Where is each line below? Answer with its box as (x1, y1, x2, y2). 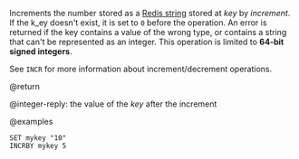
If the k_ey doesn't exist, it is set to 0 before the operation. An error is (9, 17, 267, 28)
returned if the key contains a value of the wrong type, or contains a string (9, 27, 287, 37)
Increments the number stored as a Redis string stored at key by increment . (9, 8, 291, 18)
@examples (9, 117, 53, 126)
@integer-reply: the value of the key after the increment (9, 98, 217, 109)
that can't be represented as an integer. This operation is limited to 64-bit (9, 36, 285, 47)
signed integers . (9, 46, 72, 57)
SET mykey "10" (9, 134, 67, 143)
